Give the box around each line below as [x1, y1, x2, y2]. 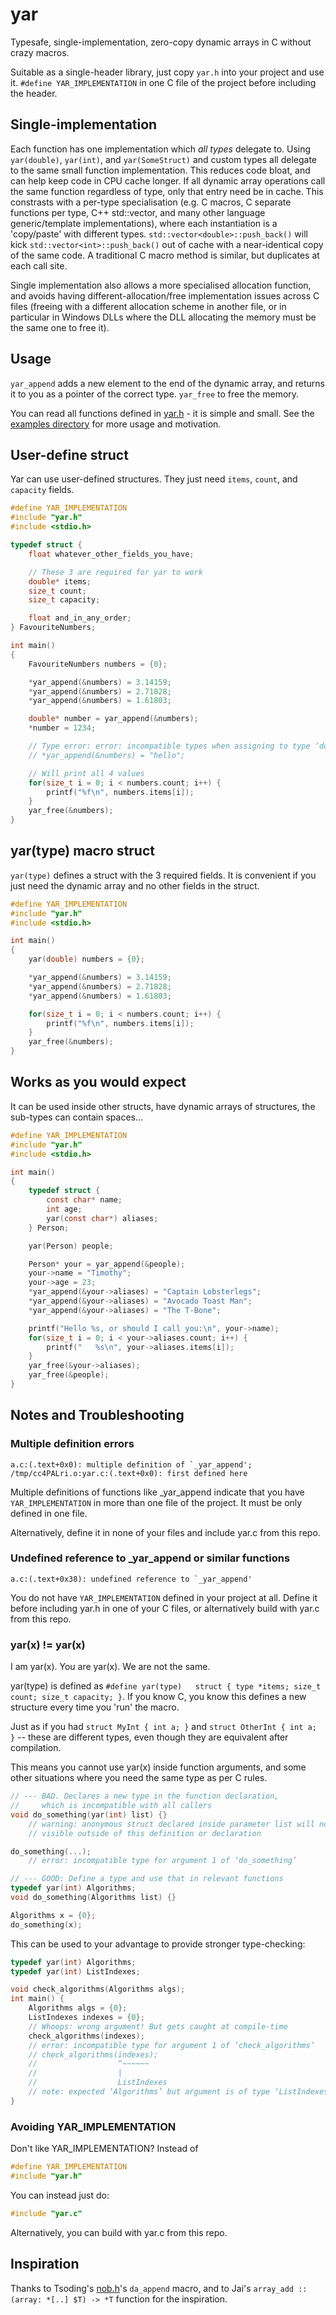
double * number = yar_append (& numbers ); [28, 714, 199, 724]
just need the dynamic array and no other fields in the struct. [10, 879, 260, 892]
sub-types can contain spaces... [10, 1111, 144, 1123]
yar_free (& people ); [28, 1370, 110, 1380]
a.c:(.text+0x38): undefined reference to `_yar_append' [10, 1574, 253, 1584]
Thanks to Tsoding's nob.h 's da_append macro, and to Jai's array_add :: [10, 2282, 308, 2294]
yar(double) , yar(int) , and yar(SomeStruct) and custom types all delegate [10, 153, 318, 165]
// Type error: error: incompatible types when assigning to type [28, 741, 311, 751]
